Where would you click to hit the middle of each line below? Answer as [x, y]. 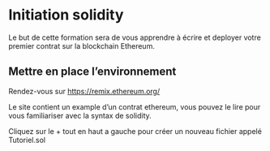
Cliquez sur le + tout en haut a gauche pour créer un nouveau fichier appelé [135, 131]
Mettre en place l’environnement [92, 72]
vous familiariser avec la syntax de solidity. [80, 115]
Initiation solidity [66, 15]
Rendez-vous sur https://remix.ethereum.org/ [84, 91]
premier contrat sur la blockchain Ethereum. [82, 45]
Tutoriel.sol [27, 140]
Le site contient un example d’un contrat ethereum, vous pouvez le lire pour [135, 106]
